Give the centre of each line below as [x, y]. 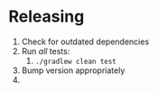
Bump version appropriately [73, 70]
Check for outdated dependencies [85, 41]
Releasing [46, 17]
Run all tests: [46, 51]
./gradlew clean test [75, 61]
